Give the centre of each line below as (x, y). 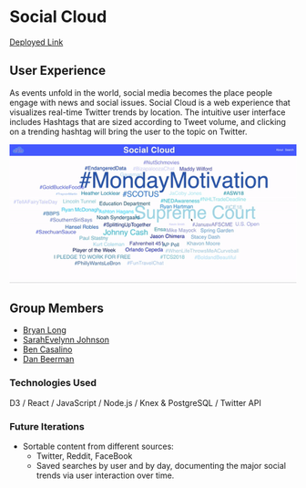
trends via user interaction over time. (105, 475)
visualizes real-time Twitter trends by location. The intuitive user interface (148, 112)
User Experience (58, 71)
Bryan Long (44, 330)
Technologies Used (53, 383)
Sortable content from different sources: (98, 446)
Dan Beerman (48, 359)
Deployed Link (36, 42)
